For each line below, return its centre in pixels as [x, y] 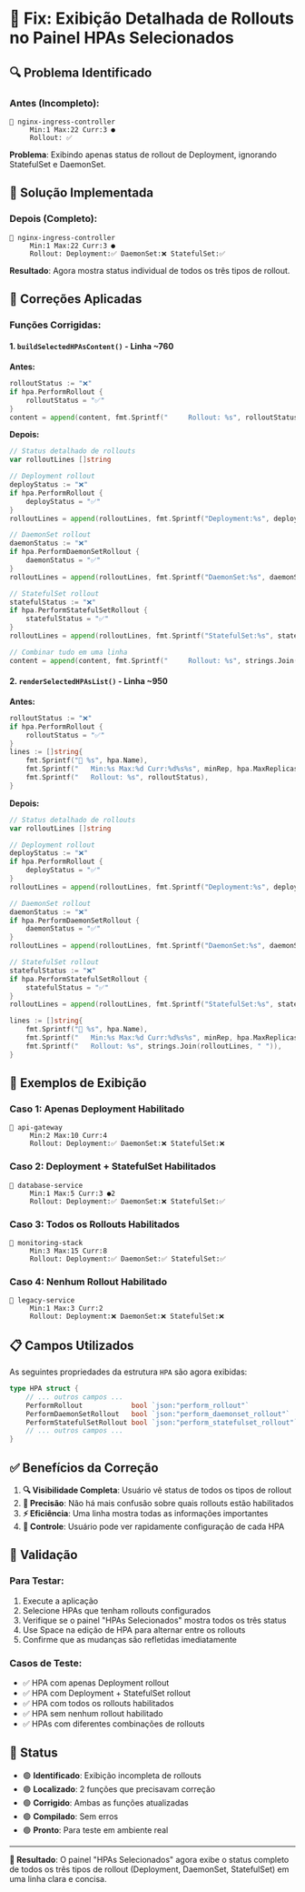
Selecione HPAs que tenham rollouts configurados [117, 1610]
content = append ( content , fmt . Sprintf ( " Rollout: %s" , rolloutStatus [154, 418]
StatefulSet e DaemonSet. [58, 164]
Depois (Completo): [54, 219]
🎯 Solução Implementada [82, 193]
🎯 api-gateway [36, 1128]
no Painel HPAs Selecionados [122, 38]
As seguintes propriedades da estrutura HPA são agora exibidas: [128, 1372]
